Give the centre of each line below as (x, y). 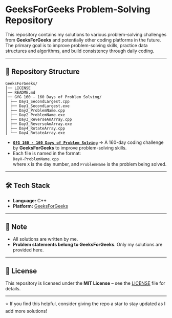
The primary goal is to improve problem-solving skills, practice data (77, 45)
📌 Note (16, 227)
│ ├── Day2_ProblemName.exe (35, 115)
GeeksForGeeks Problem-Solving (78, 9)
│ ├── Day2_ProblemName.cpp (35, 110)
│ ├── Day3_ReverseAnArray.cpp (39, 119)
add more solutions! (26, 311)
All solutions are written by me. (45, 239)
